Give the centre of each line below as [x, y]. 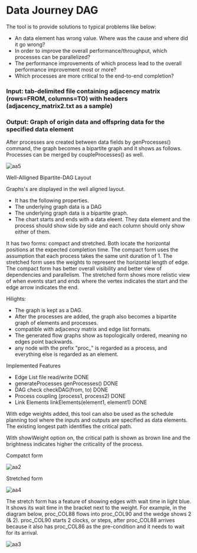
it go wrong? [30, 44]
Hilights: [16, 299]
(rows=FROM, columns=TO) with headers [67, 98]
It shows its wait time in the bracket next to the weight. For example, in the [96, 508]
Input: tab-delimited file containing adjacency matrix [83, 91]
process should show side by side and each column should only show [100, 226]
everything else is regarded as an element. [67, 354]
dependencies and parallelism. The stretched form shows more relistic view [98, 275]
